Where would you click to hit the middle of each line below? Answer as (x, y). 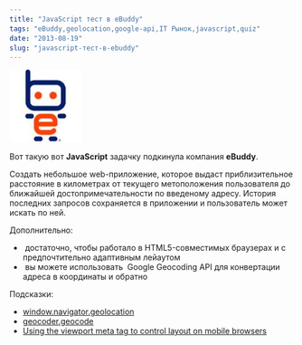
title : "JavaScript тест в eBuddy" (76, 19)
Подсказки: (32, 294)
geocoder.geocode (58, 321)
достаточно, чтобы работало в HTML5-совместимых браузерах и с (156, 248)
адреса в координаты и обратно (85, 277)
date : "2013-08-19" (46, 38)
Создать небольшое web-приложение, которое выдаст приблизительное (151, 174)
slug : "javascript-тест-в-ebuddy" (75, 48)
